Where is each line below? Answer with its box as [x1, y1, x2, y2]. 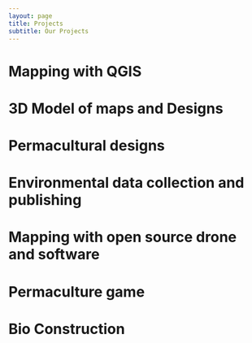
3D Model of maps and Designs [8, 99, 224, 118]
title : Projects [8, 20, 63, 28]
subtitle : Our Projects [8, 27, 89, 35]
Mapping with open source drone [8, 228, 237, 246]
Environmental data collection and [8, 174, 245, 192]
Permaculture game [8, 282, 145, 301]
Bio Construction [8, 319, 125, 338]
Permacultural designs [8, 136, 165, 154]
